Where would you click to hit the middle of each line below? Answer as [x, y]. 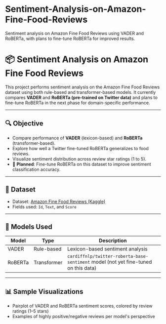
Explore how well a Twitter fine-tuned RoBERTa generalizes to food [81, 148]
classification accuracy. [36, 169]
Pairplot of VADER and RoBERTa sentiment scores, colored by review [82, 306]
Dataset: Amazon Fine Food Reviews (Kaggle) [59, 202]
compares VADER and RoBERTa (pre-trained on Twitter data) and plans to [82, 97]
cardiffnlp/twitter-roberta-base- [108, 256]
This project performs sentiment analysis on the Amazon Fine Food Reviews [83, 87]
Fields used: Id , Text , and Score [44, 206]
